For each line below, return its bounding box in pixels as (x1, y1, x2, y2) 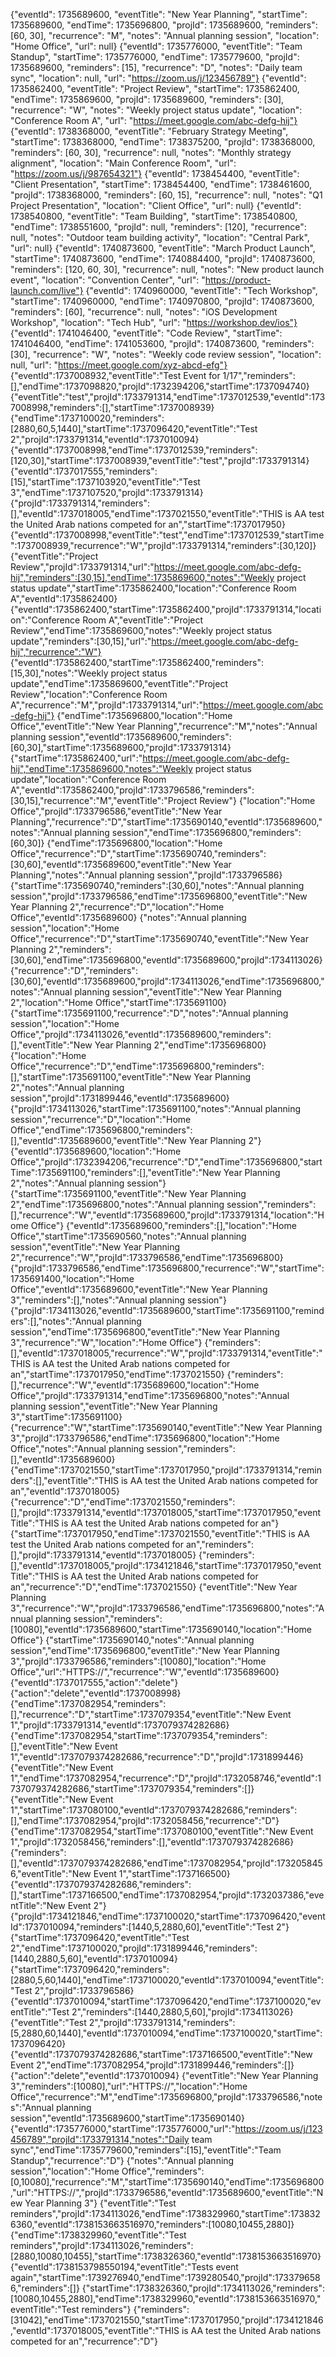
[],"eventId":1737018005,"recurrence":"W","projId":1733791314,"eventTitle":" (10, 1347, 323, 1359)
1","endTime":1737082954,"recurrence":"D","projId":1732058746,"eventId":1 (10, 1772, 322, 1784)
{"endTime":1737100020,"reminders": (10, 412, 165, 424)
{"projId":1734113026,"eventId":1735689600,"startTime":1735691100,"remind (10, 1305, 325, 1316)
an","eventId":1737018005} (10, 1485, 120, 1497)
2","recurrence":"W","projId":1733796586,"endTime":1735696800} (10, 1252, 284, 1263)
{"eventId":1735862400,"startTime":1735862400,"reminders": (10, 657, 264, 668)
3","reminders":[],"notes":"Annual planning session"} (10, 1294, 227, 1306)
